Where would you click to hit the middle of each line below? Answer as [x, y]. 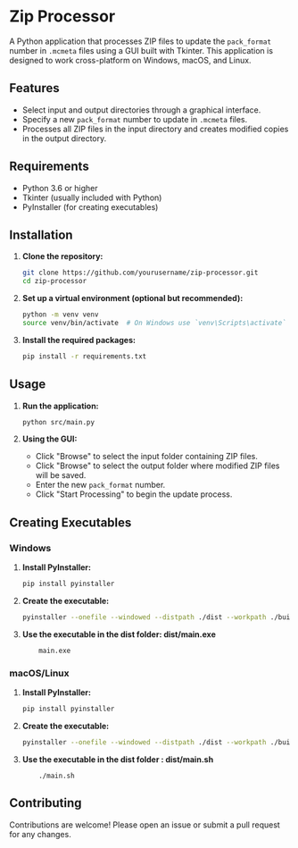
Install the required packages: [79, 340]
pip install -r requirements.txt [84, 356]
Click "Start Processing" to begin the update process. [134, 494]
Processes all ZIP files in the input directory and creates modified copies [155, 129]
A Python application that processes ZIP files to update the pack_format [141, 41]
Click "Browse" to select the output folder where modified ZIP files [157, 466]
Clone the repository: [62, 256]
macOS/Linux [39, 673]
